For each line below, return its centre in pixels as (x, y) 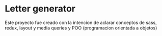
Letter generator (40, 9)
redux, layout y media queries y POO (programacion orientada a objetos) (81, 27)
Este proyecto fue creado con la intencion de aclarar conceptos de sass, (81, 22)
